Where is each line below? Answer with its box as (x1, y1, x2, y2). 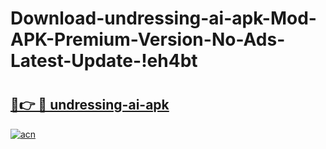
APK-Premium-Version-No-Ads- (10, 28, 286, 51)
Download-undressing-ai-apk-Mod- (10, 7, 317, 30)
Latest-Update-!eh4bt (10, 50, 198, 72)
